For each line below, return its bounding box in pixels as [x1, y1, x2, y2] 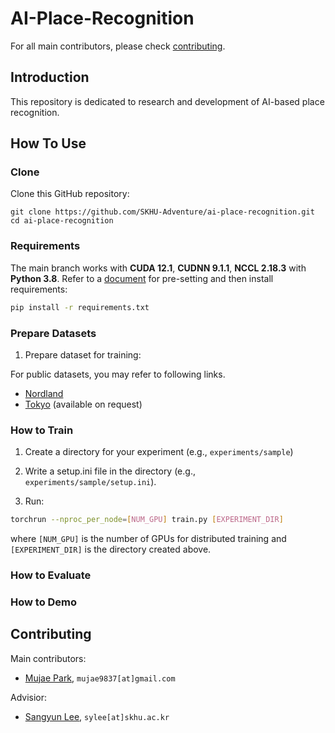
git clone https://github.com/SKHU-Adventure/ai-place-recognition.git [10, 207, 315, 217]
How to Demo [10, 595, 78, 609]
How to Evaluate [10, 568, 92, 582]
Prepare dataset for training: [24, 348, 142, 361]
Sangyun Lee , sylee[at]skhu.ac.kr [24, 710, 170, 722]
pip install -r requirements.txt [10, 302, 150, 312]
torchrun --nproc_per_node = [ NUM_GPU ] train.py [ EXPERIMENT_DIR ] [10, 515, 284, 525]
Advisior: [10, 691, 48, 703]
